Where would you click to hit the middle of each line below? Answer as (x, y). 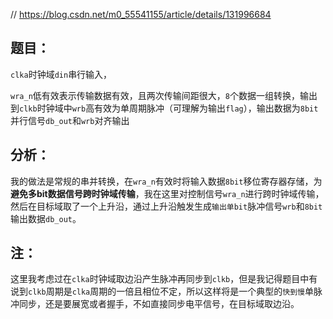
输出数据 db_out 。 (46, 218)
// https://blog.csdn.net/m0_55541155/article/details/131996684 (141, 14)
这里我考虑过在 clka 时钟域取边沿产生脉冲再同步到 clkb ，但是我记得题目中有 (164, 279)
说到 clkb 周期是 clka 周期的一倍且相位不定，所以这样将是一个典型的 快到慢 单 (162, 291)
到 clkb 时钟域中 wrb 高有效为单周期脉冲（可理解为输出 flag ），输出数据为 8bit (164, 108)
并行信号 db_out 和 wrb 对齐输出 (70, 120)
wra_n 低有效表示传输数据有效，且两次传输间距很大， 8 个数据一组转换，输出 (164, 95)
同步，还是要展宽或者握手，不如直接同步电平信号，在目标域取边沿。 (159, 304)
